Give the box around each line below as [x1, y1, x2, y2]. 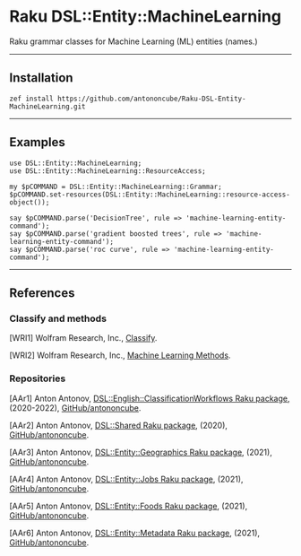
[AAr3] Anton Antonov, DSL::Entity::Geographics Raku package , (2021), [9, 447, 273, 457]
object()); [9, 197, 50, 207]
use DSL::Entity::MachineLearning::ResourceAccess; [9, 166, 206, 176]
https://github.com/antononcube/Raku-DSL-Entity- [56, 94, 246, 103]
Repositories [9, 372, 66, 385]
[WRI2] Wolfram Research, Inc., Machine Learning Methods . [9, 350, 231, 361]
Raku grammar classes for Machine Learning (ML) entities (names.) [9, 36, 258, 47]
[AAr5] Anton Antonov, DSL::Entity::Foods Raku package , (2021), [9, 500, 248, 511]
